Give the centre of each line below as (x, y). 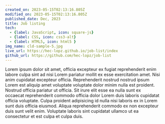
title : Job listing (25, 23)
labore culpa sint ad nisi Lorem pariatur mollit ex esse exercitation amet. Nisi (83, 75)
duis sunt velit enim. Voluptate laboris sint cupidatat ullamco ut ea (72, 111)
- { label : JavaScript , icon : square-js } (52, 32)
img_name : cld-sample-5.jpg (34, 46)
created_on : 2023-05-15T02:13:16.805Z (45, 10)
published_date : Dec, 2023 (33, 19)
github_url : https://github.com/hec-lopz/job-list (58, 55)
